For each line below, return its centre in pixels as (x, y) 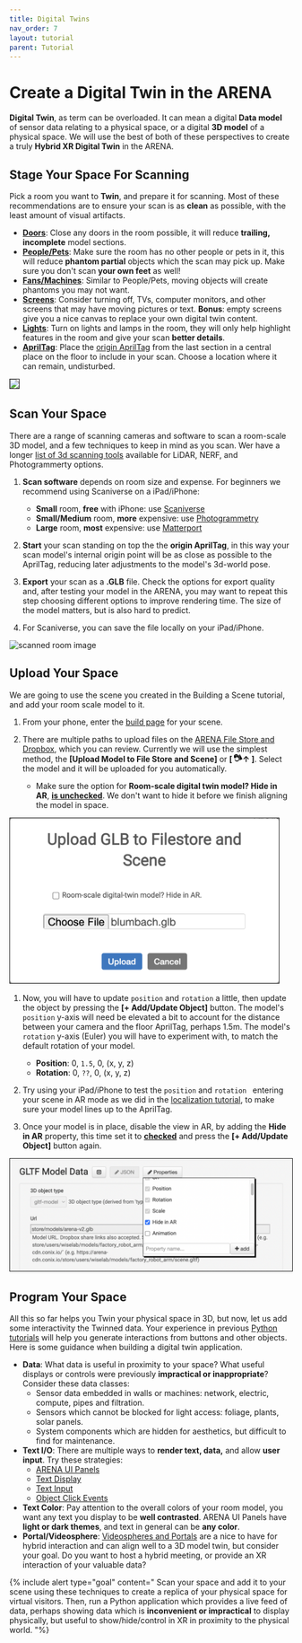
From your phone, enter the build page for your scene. (122, 722)
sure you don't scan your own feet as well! (101, 271)
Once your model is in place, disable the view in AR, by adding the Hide (154, 1127)
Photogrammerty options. (57, 464)
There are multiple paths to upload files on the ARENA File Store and (148, 739)
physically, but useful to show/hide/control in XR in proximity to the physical (149, 1621)
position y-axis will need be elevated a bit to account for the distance (151, 1017)
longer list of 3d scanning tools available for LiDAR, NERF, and (124, 454)
